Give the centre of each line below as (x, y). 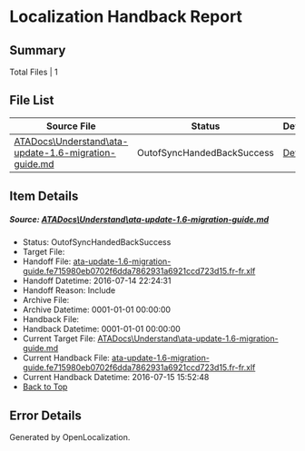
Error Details (45, 415)
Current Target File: (59, 338)
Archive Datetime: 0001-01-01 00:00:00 (96, 309)
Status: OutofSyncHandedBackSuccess (97, 242)
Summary (38, 50)
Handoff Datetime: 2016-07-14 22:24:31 (97, 281)
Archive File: (46, 300)
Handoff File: (47, 261)
